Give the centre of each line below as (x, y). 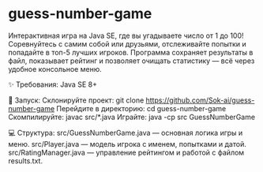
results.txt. (26, 161)
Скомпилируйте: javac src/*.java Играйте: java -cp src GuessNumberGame (131, 117)
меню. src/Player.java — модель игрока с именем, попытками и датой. (127, 144)
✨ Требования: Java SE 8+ (53, 84)
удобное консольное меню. (55, 69)
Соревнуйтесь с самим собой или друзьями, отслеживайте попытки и (127, 43)
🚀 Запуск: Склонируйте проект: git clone (76, 100)
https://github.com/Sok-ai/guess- (200, 100)
